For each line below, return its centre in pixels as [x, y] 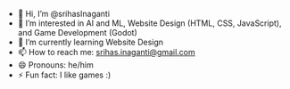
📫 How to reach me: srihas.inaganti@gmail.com [107, 52]
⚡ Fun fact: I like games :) [64, 75]
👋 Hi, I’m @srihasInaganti [63, 14]
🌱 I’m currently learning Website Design [90, 42]
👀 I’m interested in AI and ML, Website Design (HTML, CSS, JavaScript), [149, 23]
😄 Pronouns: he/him [55, 65]
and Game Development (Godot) [78, 32]
